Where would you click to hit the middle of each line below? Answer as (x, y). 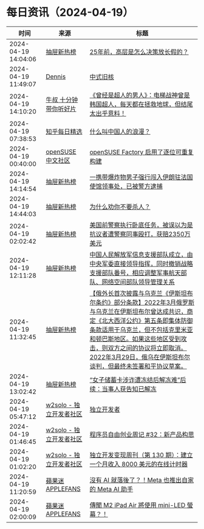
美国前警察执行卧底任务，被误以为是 (141, 225)
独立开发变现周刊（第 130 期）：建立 (141, 455)
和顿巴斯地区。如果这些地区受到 (135, 339)
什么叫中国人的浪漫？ (120, 131)
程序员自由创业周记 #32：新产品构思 (142, 434)
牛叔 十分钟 (62, 100)
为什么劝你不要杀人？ (120, 206)
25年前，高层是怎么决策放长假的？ (139, 52)
